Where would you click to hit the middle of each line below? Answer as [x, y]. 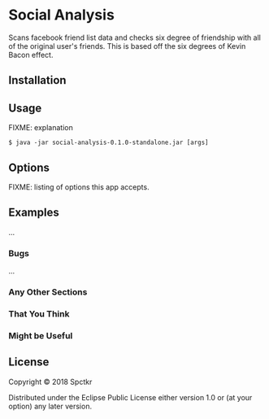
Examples [34, 213]
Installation [37, 80]
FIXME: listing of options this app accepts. [79, 187]
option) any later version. [50, 406]
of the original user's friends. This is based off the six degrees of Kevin [127, 46]
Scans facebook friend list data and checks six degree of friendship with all [135, 37]
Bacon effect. [31, 55]
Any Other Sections [48, 292]
